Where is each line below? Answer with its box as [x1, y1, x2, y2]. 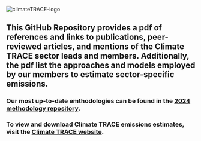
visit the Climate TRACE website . [6, 128, 104, 136]
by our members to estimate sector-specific [6, 69, 175, 80]
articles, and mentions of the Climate [43, 42, 185, 52]
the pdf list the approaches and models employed [6, 60, 196, 70]
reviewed [6, 42, 42, 52]
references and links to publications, [6, 32, 146, 42]
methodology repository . [6, 105, 81, 113]
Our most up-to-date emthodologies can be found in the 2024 [6, 97, 191, 105]
